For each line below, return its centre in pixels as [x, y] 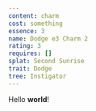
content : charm [34, 16]
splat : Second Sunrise [46, 62]
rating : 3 [25, 46]
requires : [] [30, 53]
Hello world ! [29, 99]
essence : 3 [27, 31]
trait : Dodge [30, 69]
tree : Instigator [38, 76]
